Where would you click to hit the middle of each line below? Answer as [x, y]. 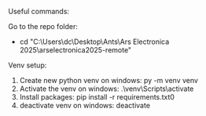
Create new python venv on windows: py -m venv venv [109, 80]
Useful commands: [39, 11]
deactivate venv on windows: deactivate [85, 105]
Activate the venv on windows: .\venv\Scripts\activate [107, 89]
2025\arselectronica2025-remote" [75, 50]
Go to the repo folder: [43, 26]
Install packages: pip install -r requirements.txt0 [97, 97]
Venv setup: [28, 65]
